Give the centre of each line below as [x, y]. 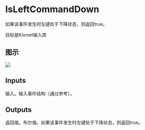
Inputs [16, 80]
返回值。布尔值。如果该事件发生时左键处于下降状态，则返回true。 [74, 122]
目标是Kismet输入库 [26, 35]
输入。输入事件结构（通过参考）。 [40, 93]
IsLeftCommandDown [52, 9]
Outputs [19, 109]
